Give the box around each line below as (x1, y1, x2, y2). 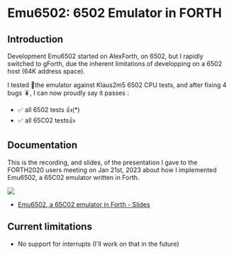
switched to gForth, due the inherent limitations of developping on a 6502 (7, 59, 222, 68)
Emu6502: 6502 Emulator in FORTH (7, 5, 222, 21)
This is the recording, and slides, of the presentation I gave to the (7, 158, 198, 166)
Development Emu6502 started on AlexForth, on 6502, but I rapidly (7, 52, 204, 60)
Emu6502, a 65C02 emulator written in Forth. (7, 173, 140, 181)
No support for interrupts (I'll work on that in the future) (17, 239, 179, 248)
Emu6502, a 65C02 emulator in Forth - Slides (17, 200, 150, 208)
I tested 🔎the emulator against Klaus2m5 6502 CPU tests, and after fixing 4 (7, 81, 227, 89)
